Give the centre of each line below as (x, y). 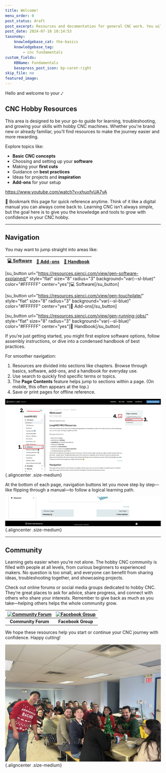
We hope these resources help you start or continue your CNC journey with (82, 632)
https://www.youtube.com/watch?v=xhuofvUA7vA (56, 192)
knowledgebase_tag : (34, 47)
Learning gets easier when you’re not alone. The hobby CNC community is (81, 562)
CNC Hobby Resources (41, 109)
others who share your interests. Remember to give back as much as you (80, 598)
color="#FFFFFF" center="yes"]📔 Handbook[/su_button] (63, 326)
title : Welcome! (22, 10)
